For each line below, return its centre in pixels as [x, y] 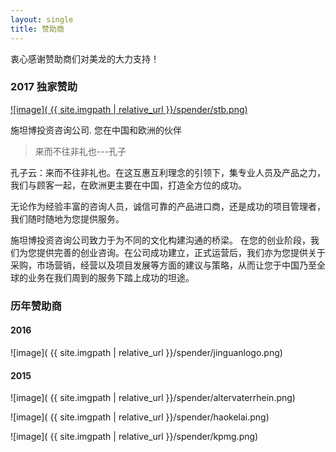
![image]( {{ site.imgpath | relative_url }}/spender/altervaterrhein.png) [153, 398]
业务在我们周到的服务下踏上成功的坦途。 [111, 277]
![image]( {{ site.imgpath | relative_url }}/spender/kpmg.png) [134, 437]
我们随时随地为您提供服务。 [67, 218]
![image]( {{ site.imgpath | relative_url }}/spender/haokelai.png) [140, 417]
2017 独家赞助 [44, 87]
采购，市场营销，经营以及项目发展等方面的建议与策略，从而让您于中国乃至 [163, 265]
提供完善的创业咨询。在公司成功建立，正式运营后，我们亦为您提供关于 [181, 252]
